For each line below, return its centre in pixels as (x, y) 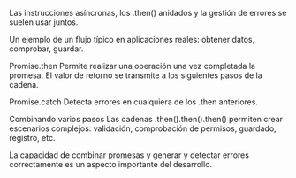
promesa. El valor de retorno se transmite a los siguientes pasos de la (136, 75)
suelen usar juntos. (44, 22)
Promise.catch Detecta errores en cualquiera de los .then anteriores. (134, 102)
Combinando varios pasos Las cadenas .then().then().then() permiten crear (146, 119)
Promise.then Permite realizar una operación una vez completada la (133, 66)
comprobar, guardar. (46, 49)
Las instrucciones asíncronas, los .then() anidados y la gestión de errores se (148, 13)
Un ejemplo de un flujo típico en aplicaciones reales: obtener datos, (132, 39)
